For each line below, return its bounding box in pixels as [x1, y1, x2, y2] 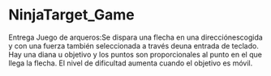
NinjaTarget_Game [8, 6, 135, 24]
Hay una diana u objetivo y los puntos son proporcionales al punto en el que [8, 49, 262, 59]
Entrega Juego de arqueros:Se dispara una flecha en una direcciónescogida [8, 32, 264, 42]
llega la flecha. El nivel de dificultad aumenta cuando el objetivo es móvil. [8, 58, 253, 68]
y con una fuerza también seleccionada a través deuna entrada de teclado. [8, 40, 260, 50]
